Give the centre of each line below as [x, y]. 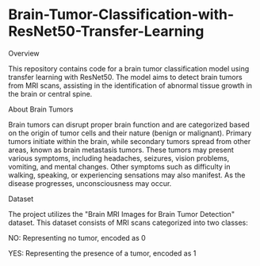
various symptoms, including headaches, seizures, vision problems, [119, 158]
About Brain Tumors [41, 109]
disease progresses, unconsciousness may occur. [90, 183]
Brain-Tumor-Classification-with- [121, 15]
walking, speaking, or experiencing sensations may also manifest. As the [127, 175]
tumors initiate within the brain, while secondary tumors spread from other [130, 141]
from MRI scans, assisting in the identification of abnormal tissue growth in [130, 85]
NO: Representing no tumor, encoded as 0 [77, 237]
